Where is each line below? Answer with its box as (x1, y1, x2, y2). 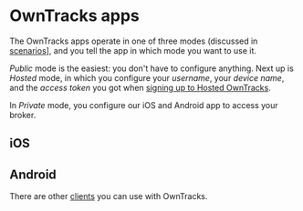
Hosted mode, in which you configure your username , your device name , (9, 72, 285, 83)
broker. (9, 109, 37, 120)
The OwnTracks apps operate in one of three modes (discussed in (9, 35, 258, 46)
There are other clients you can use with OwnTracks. (9, 191, 208, 202)
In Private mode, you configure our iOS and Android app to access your (9, 99, 278, 110)
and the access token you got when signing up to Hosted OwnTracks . (9, 82, 271, 93)
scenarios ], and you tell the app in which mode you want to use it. (9, 45, 257, 55)
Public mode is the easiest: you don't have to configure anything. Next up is (9, 63, 294, 74)
